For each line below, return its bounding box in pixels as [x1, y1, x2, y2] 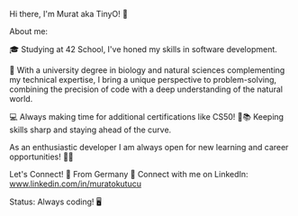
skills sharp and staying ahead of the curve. [9, 124, 172, 135]
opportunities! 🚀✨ [9, 151, 74, 162]
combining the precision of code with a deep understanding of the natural [9, 84, 284, 94]
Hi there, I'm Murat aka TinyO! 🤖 [9, 9, 129, 19]
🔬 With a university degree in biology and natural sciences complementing [9, 65, 285, 76]
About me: [9, 26, 48, 36]
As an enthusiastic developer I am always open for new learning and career [9, 142, 289, 152]
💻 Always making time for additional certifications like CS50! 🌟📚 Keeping [9, 112, 284, 121]
